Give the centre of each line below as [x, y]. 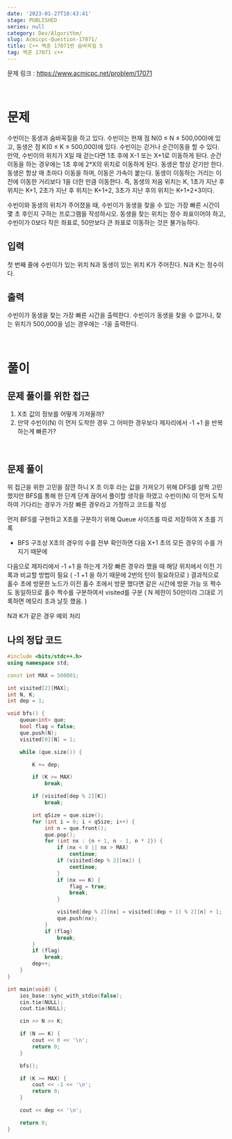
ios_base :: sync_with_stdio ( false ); [71, 996]
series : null [26, 26]
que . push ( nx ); [77, 919]
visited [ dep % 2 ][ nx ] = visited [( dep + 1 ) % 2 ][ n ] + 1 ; [139, 912]
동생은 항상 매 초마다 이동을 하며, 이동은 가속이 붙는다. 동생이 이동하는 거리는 [111, 173]
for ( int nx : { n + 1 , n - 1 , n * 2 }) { [103, 841]
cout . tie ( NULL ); [43, 1009]
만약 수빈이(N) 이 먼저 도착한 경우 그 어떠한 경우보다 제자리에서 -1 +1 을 [114, 423]
